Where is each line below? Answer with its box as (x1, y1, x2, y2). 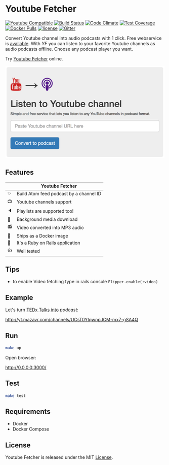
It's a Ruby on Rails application (17, 240, 80, 246)
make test (5, 393, 26, 398)
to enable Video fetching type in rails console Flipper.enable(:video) (12, 279, 158, 285)
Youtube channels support (17, 199, 72, 205)
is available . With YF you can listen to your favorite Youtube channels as (5, 40, 155, 46)
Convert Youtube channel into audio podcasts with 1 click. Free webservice (5, 35, 162, 41)
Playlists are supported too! (17, 208, 74, 214)
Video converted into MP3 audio (17, 224, 84, 230)
